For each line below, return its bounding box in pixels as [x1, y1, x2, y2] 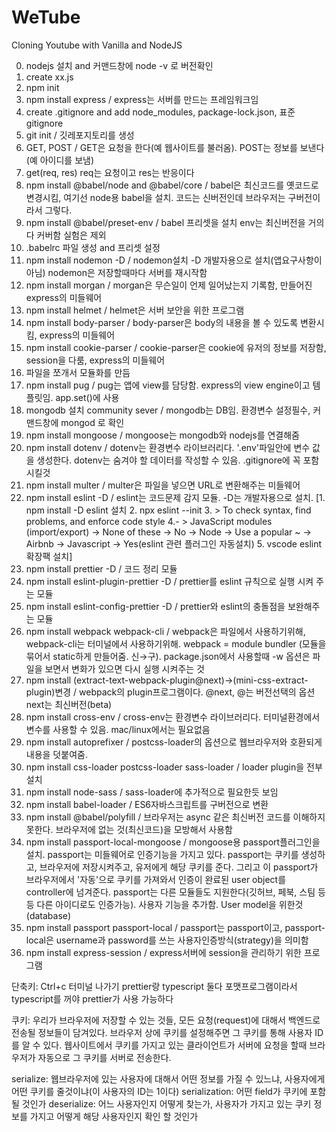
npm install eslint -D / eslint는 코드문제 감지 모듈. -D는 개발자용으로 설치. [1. [25, 491, 326, 503]
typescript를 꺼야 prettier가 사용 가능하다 [11, 992, 174, 1005]
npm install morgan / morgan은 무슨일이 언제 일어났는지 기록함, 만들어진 [25, 279, 313, 291]
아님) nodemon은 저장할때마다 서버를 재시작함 [25, 266, 208, 278]
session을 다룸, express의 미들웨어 [25, 354, 166, 366]
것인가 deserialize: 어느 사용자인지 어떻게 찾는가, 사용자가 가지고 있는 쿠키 [21, 1097, 312, 1110]
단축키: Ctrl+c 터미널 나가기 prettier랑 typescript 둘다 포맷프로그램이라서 [11, 980, 298, 992]
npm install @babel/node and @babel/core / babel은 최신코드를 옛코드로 [25, 179, 319, 191]
